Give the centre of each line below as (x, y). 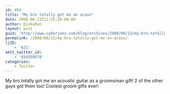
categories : (18, 62)
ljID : (11, 43)
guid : (11, 33)
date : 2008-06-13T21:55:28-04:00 (40, 19)
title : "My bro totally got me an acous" (50, 15)
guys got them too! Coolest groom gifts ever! (52, 86)
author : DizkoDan (24, 24)
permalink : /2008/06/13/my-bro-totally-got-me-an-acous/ (67, 38)
